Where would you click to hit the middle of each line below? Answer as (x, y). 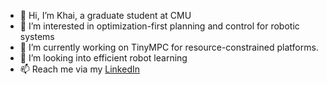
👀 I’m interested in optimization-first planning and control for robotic (159, 26)
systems (37, 36)
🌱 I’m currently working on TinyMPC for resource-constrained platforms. (169, 47)
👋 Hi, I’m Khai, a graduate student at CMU (105, 15)
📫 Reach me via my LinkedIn (79, 69)
